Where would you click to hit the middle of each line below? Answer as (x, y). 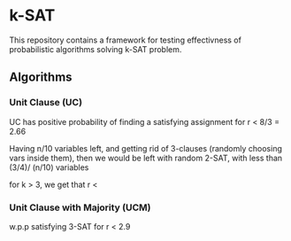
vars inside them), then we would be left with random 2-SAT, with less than (146, 158)
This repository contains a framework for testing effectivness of (125, 40)
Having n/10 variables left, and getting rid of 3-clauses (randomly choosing (146, 148)
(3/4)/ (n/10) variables (49, 167)
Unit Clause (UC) (46, 103)
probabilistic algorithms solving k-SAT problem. (96, 49)
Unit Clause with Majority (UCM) (80, 207)
